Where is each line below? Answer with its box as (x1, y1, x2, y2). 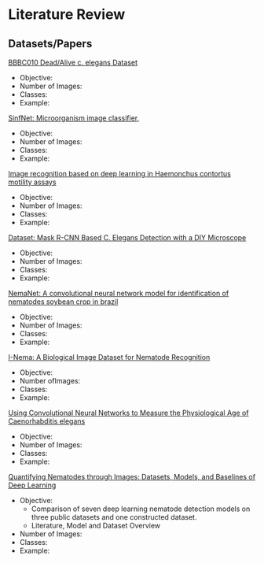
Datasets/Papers (8, 37, 93, 50)
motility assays (8, 177, 57, 187)
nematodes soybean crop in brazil (8, 297, 119, 306)
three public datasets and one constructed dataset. (31, 513, 197, 521)
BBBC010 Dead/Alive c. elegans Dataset (8, 57, 138, 67)
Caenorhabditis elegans (8, 417, 86, 426)
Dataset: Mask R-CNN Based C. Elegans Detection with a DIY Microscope (8, 233, 247, 242)
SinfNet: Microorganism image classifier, (8, 113, 140, 123)
